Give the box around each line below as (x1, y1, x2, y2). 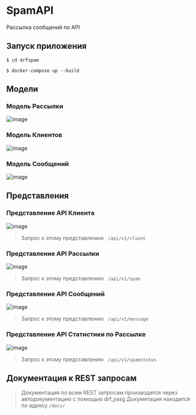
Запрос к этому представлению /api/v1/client (21, 234, 146, 241)
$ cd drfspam (6, 57, 39, 63)
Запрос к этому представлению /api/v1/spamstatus (21, 355, 157, 363)
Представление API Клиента (6, 209, 95, 217)
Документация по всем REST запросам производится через (21, 389, 178, 396)
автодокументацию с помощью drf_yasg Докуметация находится (21, 396, 191, 403)
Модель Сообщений (6, 159, 69, 168)
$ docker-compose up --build (6, 68, 80, 74)
